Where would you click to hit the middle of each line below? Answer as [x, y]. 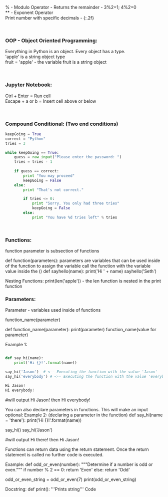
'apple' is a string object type [35, 57]
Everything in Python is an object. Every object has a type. [65, 52]
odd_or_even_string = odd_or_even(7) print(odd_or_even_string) [71, 479]
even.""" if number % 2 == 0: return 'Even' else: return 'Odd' [67, 469]
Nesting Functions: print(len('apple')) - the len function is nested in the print [83, 281]
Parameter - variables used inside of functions [53, 310]
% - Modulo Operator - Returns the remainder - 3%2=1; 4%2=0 [71, 7]
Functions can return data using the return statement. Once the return [77, 449]
